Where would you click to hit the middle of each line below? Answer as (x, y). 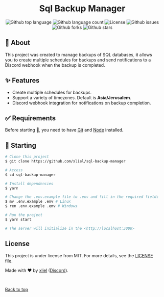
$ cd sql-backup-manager (30, 175)
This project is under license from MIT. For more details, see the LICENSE (79, 255)
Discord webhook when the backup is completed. (55, 65)
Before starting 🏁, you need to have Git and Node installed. (64, 130)
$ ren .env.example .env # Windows (41, 206)
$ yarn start (18, 219)
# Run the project (24, 215)
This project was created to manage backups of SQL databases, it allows (79, 54)
